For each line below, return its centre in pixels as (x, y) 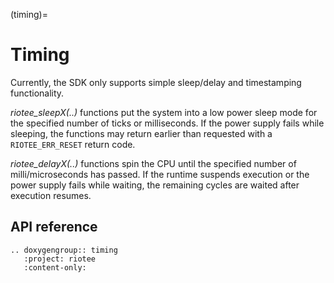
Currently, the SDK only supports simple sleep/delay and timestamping (156, 82)
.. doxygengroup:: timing (64, 250)
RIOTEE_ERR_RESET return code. (73, 144)
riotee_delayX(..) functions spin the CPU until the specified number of (153, 163)
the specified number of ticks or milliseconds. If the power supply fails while (167, 123)
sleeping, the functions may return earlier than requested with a (141, 133)
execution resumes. (51, 195)
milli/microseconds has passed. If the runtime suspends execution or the (160, 174)
